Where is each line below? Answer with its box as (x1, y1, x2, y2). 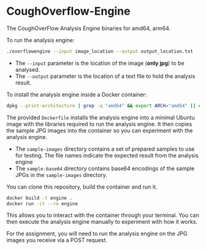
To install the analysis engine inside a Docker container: (6, 91, 147, 98)
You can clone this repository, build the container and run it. (6, 183, 158, 191)
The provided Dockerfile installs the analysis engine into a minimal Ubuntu (6, 113, 195, 121)
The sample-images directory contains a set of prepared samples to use (15, 145, 195, 153)
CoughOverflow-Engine (6, 4, 131, 18)
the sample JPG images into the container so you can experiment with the (6, 127, 193, 134)
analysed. (15, 66, 40, 73)
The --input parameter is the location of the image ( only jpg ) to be (15, 59, 185, 67)
